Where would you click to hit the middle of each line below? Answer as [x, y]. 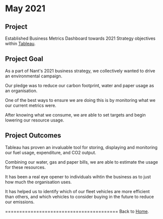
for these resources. [25, 167]
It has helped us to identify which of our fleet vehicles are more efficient [77, 191]
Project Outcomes [33, 135]
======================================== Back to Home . [77, 211]
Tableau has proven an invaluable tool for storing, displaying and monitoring [81, 147]
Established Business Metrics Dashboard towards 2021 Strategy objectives [80, 38]
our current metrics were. [31, 105]
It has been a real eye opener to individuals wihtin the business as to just [78, 176]
